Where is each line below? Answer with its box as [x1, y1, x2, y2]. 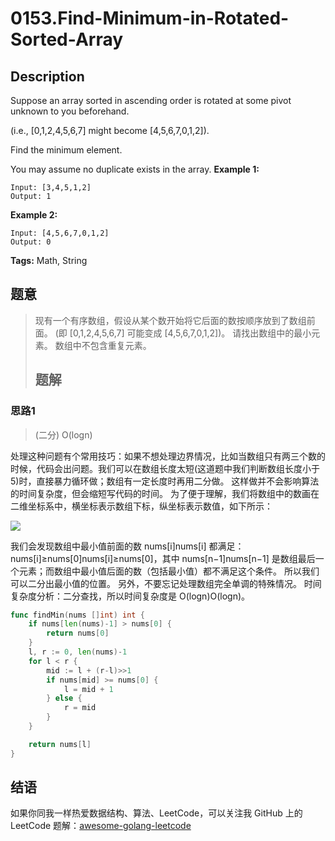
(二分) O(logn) [34, 428, 93, 441]
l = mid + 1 [63, 684, 114, 694]
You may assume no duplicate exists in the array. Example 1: [10, 163, 260, 175]
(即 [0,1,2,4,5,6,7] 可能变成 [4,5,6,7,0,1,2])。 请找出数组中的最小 [54, 327, 312, 339]
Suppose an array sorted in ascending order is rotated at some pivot [10, 95, 292, 106]
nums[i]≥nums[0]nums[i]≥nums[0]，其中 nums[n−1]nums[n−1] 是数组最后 [10, 552, 316, 564]
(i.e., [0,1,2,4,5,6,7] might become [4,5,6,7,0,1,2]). [10, 125, 210, 136]
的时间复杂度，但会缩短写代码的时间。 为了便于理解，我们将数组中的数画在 [10, 487, 320, 499]
